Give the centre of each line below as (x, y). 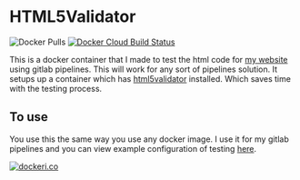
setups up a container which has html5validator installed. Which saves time (150, 78)
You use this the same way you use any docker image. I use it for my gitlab (149, 139)
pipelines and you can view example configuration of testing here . (133, 148)
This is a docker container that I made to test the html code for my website (149, 59)
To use (29, 117)
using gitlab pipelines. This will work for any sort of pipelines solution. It (144, 69)
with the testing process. (56, 88)
